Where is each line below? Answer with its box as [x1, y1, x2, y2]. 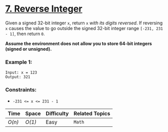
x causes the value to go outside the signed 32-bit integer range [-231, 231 [5, 25, 163, 31]
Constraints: [5, 86, 37, 93]
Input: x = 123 [5, 70, 37, 75]
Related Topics [73, 110, 110, 117]
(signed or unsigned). [5, 46, 52, 52]
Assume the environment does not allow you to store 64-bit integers [5, 40, 152, 46]
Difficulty [46, 110, 69, 117]
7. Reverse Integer [5, 3, 82, 15]
